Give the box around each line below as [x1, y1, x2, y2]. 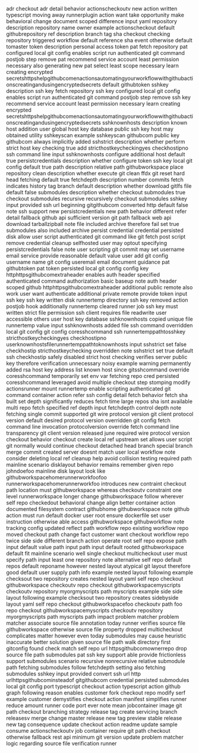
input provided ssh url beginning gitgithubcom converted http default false [6, 202, 188, 208]
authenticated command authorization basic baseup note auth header [6, 277, 177, 284]
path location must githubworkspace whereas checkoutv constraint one [6, 486, 182, 494]
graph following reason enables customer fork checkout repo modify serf [6, 689, 186, 696]
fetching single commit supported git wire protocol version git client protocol [6, 411, 194, 417]
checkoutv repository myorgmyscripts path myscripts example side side [6, 588, 183, 595]
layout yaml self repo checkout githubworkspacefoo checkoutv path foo [6, 600, 183, 608]
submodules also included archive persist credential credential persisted [6, 227, 184, 234]
